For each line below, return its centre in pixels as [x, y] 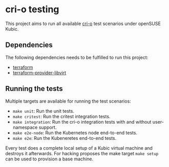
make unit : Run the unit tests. [43, 111]
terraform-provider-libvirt [39, 73]
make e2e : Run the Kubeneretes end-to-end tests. [65, 138]
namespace [25, 127]
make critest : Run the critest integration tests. [61, 116]
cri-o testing [32, 9]
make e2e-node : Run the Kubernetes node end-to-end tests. [75, 133]
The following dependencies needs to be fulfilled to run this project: [77, 57]
